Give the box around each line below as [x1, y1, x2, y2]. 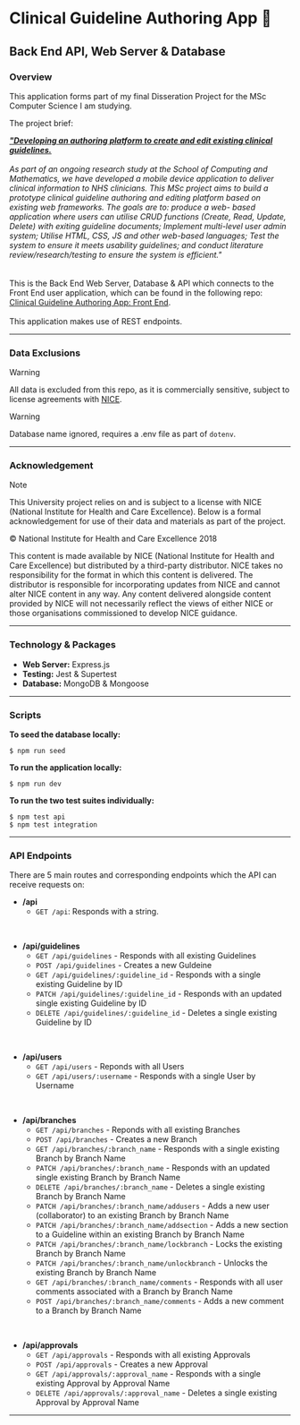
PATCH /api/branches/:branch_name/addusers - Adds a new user [35, 1200, 271, 1212]
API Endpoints [9, 849, 72, 862]
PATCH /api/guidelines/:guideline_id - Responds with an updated [35, 989, 283, 1000]
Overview [9, 71, 53, 83]
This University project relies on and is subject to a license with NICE [9, 497, 262, 508]
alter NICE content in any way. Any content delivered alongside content [9, 588, 271, 599]
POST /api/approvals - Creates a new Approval [35, 1359, 208, 1369]
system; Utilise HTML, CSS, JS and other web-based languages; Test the [9, 230, 279, 241]
